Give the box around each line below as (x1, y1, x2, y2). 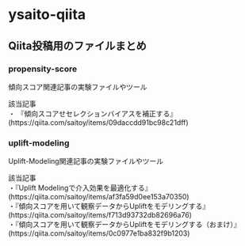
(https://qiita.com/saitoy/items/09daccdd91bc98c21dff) (8, 117, 189, 127)
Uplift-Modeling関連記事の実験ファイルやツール (8, 157, 164, 166)
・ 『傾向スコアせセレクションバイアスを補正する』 (8, 108, 177, 118)
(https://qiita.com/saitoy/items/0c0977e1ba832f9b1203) (8, 229, 190, 238)
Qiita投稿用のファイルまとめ (8, 39, 147, 52)
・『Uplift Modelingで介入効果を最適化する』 (8, 184, 152, 193)
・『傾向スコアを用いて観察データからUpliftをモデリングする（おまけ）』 (8, 220, 241, 229)
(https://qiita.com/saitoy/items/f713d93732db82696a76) (8, 210, 193, 220)
